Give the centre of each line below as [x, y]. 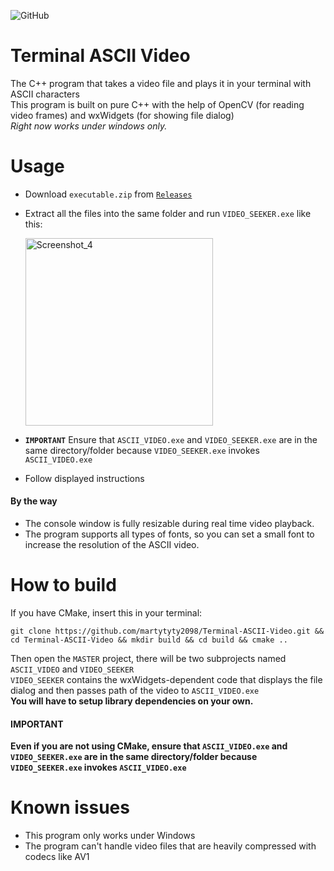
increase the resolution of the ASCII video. [112, 545]
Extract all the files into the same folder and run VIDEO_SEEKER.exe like [168, 213]
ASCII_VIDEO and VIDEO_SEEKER [72, 669]
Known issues [70, 807]
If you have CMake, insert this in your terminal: [106, 613]
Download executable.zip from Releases [108, 194]
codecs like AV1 [57, 857]
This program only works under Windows [110, 836]
